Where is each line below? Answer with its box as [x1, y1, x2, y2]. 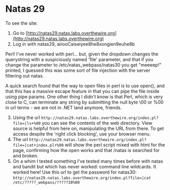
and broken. [12, 153, 39, 159]
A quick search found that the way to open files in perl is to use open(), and [5, 83, 165, 89]
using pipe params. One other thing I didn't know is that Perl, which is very [5, 93, 163, 100]
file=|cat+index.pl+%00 [12, 142, 64, 148]
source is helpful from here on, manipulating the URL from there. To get [12, 125, 164, 131]
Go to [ [12, 30, 28, 36]
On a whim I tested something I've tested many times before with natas [12, 158, 163, 164]
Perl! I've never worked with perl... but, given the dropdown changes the [5, 51, 158, 57]
